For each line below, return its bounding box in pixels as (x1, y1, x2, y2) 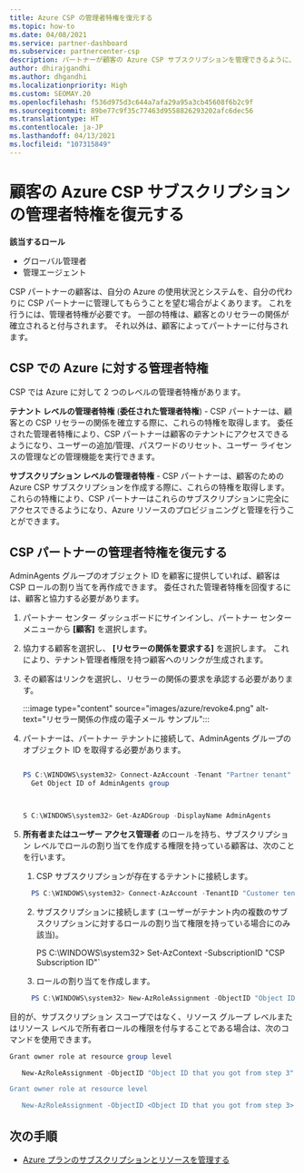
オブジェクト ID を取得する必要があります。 (22, 745, 186, 756)
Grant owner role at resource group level (9, 1051, 172, 1061)
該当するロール (9, 236, 65, 247)
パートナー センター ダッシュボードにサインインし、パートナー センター (22, 612, 292, 623)
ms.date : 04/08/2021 (9, 30, 88, 39)
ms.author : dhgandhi (9, 73, 88, 82)
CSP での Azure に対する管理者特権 (9, 360, 209, 376)
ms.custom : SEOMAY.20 (9, 89, 92, 98)
